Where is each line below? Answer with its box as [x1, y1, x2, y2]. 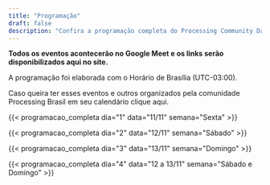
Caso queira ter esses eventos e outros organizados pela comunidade [8, 88, 240, 98]
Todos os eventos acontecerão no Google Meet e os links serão [8, 49, 224, 59]
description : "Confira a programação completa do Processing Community [8, 27, 253, 35]
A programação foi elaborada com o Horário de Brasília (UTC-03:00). [8, 73, 238, 83]
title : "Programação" [8, 11, 81, 20]
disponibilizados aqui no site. [8, 57, 108, 67]
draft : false [8, 19, 52, 27]
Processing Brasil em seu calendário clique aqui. [8, 97, 170, 107]
